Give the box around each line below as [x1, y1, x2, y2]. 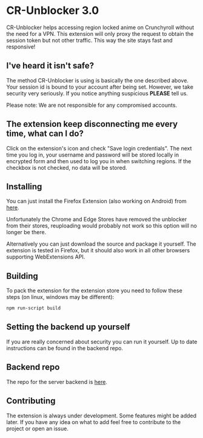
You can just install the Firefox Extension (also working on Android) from [6, 198, 187, 205]
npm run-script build [6, 305, 61, 311]
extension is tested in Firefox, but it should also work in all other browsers [6, 247, 190, 254]
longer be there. [6, 229, 47, 236]
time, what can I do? [6, 129, 84, 139]
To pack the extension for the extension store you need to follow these [6, 287, 183, 294]
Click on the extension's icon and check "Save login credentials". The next [6, 144, 192, 152]
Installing [6, 181, 42, 192]
